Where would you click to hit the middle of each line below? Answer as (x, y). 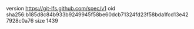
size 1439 (47, 21)
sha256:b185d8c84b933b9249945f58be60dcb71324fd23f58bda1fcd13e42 (98, 14)
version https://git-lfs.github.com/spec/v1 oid (61, 8)
